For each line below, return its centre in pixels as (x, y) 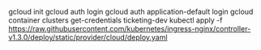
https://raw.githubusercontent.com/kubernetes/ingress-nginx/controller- (130, 29)
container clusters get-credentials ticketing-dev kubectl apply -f (116, 20)
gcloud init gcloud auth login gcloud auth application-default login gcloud (131, 12)
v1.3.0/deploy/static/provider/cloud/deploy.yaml (88, 37)
